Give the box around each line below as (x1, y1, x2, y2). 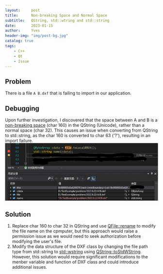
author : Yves (5, 28, 40, 33)
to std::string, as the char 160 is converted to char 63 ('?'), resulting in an (5, 133, 151, 138)
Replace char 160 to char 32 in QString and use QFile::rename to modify (12, 223, 156, 229)
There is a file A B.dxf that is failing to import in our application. (5, 90, 132, 96)
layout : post (5, 8, 40, 13)
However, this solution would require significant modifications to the (12, 254, 148, 260)
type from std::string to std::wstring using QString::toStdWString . (12, 249, 142, 255)
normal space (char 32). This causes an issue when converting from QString (5, 127, 158, 133)
